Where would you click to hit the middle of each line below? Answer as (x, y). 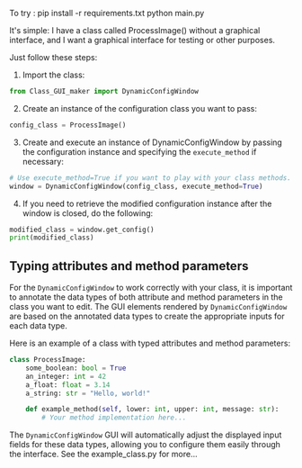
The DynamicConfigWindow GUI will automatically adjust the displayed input (146, 435)
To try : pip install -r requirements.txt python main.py (107, 13)
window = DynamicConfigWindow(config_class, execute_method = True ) (136, 186)
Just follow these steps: (53, 57)
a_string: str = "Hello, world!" (88, 393)
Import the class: (53, 75)
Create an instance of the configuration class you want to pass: (140, 108)
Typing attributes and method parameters (129, 266)
